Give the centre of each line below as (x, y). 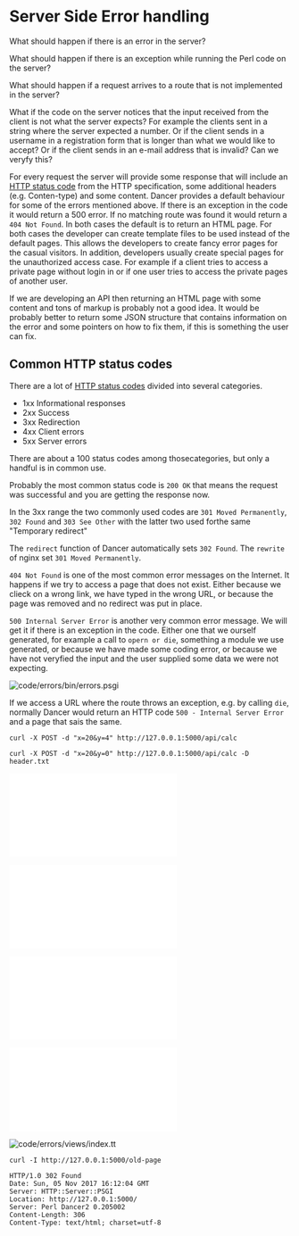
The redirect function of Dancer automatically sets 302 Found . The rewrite (147, 548)
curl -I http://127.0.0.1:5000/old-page (86, 1160)
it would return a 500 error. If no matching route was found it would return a (148, 214)
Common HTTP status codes (91, 365)
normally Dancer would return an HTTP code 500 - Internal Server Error (146, 712)
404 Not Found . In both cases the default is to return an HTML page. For (141, 224)
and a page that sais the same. (66, 721)
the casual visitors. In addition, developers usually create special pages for (146, 253)
